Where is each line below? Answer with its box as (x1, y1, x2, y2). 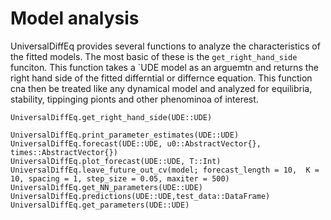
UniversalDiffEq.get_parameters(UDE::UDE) (10, 200, 190, 210)
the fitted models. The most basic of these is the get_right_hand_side (10, 50, 298, 62)
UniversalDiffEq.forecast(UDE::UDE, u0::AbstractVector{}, (10, 138, 262, 149)
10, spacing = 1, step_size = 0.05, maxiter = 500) (10, 173, 230, 184)
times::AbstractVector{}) (10, 147, 118, 157)
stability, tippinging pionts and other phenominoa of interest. (10, 93, 259, 105)
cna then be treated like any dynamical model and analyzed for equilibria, (10, 82, 313, 94)
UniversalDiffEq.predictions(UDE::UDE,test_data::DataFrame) (10, 191, 271, 201)
